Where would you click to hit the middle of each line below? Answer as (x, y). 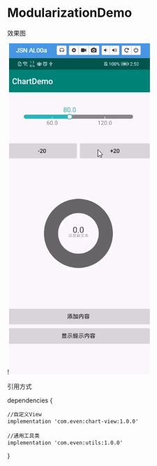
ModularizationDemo (70, 13)
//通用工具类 (23, 436)
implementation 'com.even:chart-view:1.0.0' (73, 421)
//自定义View (24, 414)
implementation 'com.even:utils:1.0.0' (65, 443)
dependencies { (30, 400)
